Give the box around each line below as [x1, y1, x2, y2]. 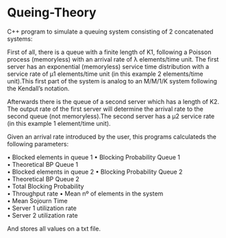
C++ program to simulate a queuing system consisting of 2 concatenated [7, 27, 214, 36]
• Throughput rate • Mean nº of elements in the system [7, 189, 164, 198]
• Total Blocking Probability [7, 182, 84, 190]
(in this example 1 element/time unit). [7, 119, 111, 127]
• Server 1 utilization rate [7, 204, 77, 212]
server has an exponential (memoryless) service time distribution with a [7, 62, 210, 70]
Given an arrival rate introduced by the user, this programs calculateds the [7, 132, 217, 141]
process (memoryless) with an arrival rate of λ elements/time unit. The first [7, 55, 219, 63]
